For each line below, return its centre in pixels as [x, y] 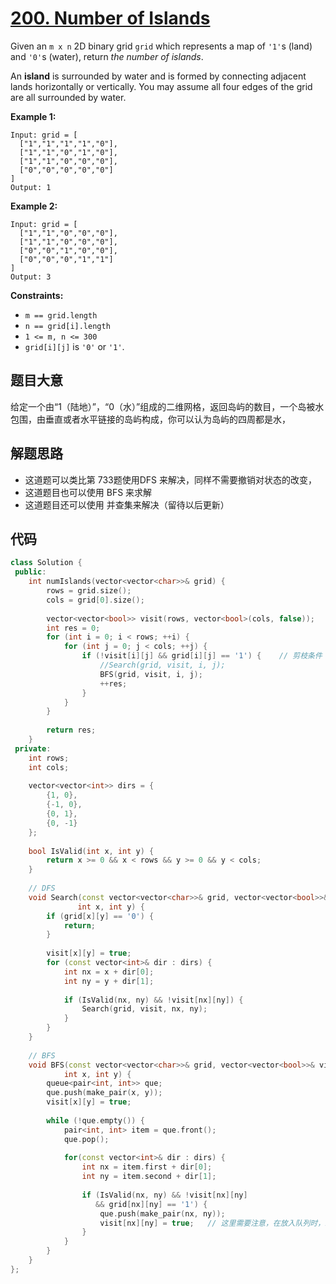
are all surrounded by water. [68, 97]
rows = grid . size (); [89, 591]
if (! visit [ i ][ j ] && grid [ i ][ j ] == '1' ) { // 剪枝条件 [202, 656]
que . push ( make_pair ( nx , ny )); [162, 1213]
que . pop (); [86, 1139]
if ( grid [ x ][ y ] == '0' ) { [100, 916]
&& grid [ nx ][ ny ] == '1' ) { [151, 1204]
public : [30, 572]
